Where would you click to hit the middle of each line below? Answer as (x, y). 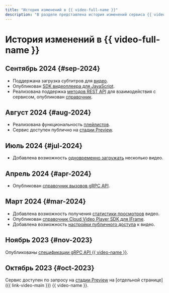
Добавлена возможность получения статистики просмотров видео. (86, 214)
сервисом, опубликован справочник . (53, 96)
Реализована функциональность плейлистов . (61, 125)
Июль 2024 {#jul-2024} (44, 145)
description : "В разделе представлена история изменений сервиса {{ (78, 15)
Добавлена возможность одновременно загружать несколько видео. (88, 158)
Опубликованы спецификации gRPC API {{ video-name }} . (67, 252)
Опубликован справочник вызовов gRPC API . (61, 185)
